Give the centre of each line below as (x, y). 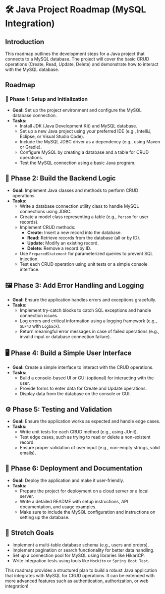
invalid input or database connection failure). (65, 337)
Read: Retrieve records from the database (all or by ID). (84, 238)
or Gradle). (31, 147)
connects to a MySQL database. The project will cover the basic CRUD (77, 59)
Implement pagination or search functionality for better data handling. (83, 550)
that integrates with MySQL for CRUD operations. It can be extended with (80, 575)
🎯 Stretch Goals (30, 533)
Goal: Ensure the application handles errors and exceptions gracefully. (84, 300)
